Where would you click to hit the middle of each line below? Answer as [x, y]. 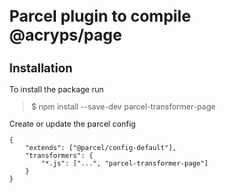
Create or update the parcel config [72, 124]
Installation [41, 68]
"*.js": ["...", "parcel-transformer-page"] [125, 164]
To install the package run [57, 89]
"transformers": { [59, 156]
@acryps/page [66, 35]
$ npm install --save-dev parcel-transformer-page [123, 107]
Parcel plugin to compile [100, 16]
